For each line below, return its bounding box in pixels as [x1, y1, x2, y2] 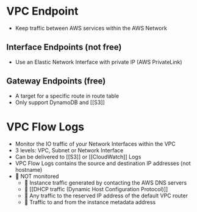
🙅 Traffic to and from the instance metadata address [24, 198, 156, 205]
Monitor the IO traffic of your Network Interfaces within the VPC [15, 140, 176, 147]
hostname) [15, 166, 43, 173]
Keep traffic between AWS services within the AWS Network [15, 24, 168, 32]
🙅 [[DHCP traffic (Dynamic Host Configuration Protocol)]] [24, 185, 168, 193]
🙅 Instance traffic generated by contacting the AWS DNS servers [24, 178, 187, 186]
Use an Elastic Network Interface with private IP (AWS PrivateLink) [15, 58, 182, 65]
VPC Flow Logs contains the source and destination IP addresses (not [15, 160, 191, 167]
